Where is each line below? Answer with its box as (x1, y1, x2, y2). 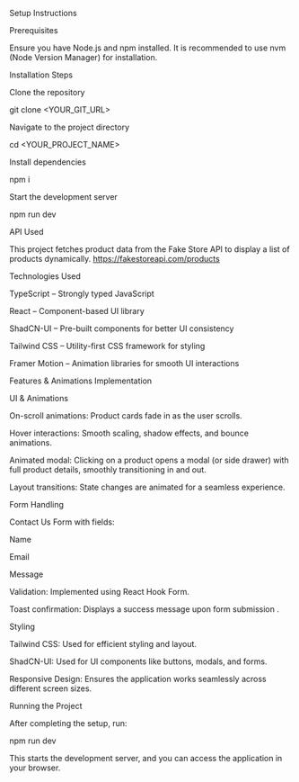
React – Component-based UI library (9, 306, 145, 316)
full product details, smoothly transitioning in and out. (9, 464, 207, 475)
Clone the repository (9, 87, 85, 97)
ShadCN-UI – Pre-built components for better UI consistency (9, 323, 234, 334)
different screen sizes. (9, 683, 92, 694)
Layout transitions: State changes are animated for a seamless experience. (9, 481, 286, 492)
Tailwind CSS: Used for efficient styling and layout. (9, 639, 198, 649)
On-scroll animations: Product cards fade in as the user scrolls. (9, 410, 242, 421)
